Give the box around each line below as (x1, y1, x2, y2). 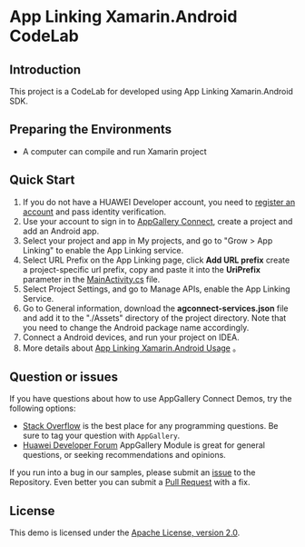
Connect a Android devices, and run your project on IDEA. (22, 332, 241, 343)
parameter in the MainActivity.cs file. (22, 273, 161, 284)
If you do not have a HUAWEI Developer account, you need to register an (22, 196, 296, 207)
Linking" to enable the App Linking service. (22, 244, 184, 255)
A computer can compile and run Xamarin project (22, 145, 207, 156)
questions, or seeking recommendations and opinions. (22, 450, 227, 461)
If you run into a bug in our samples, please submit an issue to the (9, 467, 256, 478)
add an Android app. (22, 225, 100, 236)
